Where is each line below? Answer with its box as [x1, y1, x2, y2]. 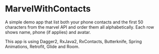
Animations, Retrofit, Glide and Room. [5, 43, 80, 49]
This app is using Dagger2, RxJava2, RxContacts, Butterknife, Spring [5, 38, 142, 44]
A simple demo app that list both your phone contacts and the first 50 [5, 19, 144, 25]
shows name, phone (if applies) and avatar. [5, 29, 91, 35]
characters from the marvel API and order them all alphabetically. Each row [5, 24, 154, 30]
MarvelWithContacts [5, 3, 91, 14]
